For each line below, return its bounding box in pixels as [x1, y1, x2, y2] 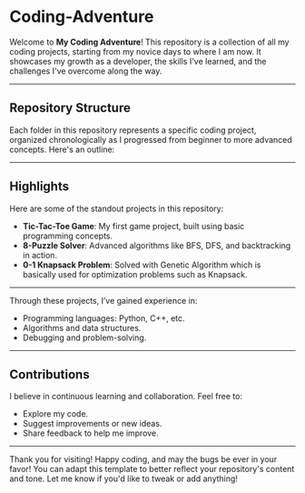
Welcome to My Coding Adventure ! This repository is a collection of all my [9, 36, 290, 47]
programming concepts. [22, 230, 113, 241]
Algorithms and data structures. [22, 322, 142, 333]
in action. [22, 249, 57, 260]
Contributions [9, 367, 90, 382]
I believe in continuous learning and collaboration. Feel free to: [9, 391, 243, 402]
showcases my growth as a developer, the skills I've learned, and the [9, 55, 267, 66]
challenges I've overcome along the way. [9, 65, 162, 76]
